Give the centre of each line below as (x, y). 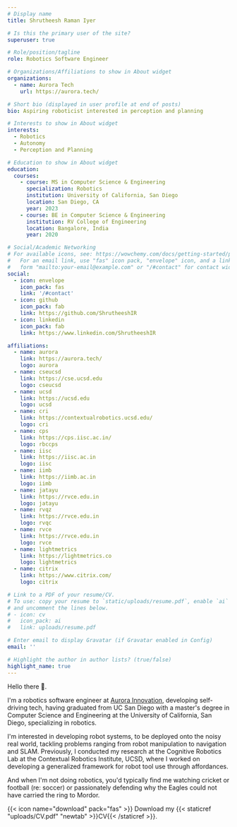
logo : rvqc (36, 523)
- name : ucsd (33, 392)
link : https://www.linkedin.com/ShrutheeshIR (88, 333)
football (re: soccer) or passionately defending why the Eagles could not (112, 787)
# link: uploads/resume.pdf (52, 628)
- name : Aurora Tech (44, 85)
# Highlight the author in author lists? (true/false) (90, 660)
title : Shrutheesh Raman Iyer (52, 20)
